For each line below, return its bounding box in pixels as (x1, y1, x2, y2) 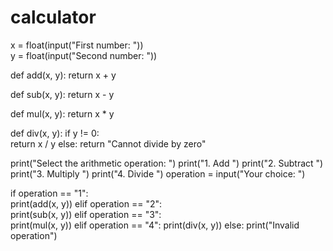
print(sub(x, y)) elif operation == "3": (10, 208, 162, 220)
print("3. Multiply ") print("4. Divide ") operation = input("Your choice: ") (10, 167, 306, 180)
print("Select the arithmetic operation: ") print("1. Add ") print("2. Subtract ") (10, 157, 324, 169)
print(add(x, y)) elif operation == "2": (10, 197, 163, 210)
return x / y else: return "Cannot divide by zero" (10, 137, 207, 150)
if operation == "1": (10, 187, 89, 199)
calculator (10, 6, 97, 29)
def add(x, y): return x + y (10, 69, 117, 81)
